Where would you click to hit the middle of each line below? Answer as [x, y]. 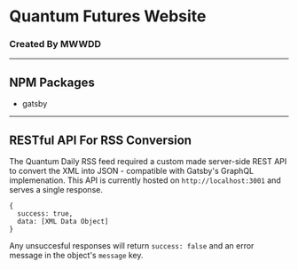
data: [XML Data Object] [63, 222]
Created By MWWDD [55, 44]
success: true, [45, 214]
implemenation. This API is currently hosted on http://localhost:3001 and [145, 180]
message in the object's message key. [76, 256]
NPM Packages [52, 82]
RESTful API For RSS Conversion [101, 140]
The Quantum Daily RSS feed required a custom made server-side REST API [148, 162]
